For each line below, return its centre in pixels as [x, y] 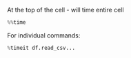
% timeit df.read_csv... [41, 48]
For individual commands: [44, 35]
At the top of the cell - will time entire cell [65, 10]
